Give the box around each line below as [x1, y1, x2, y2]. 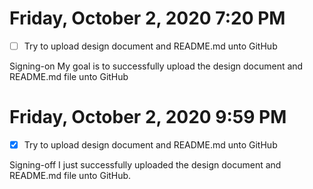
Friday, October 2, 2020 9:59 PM [9, 106, 287, 129]
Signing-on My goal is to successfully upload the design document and [9, 60, 304, 72]
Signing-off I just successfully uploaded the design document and [9, 159, 282, 171]
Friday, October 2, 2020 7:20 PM [9, 7, 286, 30]
